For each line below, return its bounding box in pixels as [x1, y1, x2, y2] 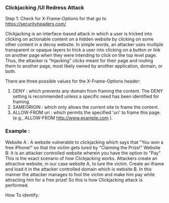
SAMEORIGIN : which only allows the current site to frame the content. [12, 104, 159, 110]
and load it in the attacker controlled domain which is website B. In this [5, 166, 152, 172]
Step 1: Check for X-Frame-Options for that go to [5, 16, 107, 22]
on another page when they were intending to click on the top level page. [5, 52, 157, 58]
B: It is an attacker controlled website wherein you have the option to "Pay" [5, 150, 161, 156]
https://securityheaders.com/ [5, 21, 67, 27]
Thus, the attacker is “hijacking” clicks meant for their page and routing [5, 58, 153, 64]
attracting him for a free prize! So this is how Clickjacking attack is [5, 177, 143, 183]
